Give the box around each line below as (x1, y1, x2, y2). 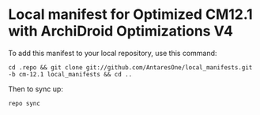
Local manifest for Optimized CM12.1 (8, 6, 253, 24)
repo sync (8, 99, 41, 107)
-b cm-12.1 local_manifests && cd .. (8, 70, 133, 78)
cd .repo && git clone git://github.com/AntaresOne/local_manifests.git (8, 63, 253, 72)
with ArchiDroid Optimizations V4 (8, 22, 234, 40)
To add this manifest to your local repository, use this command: (8, 48, 217, 57)
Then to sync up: (8, 84, 63, 94)
